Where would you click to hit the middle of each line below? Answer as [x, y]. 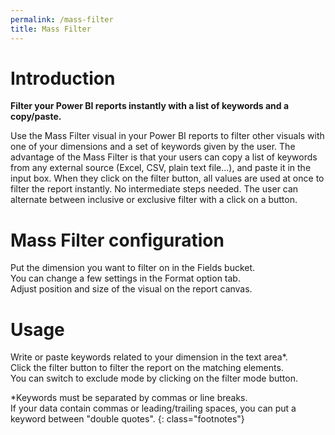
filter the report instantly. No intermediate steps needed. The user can [154, 189]
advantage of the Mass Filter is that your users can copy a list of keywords [164, 157]
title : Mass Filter [51, 29]
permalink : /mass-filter [62, 19]
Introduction [63, 78]
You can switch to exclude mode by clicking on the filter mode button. [154, 378]
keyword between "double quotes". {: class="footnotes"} [127, 419]
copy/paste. [36, 117]
